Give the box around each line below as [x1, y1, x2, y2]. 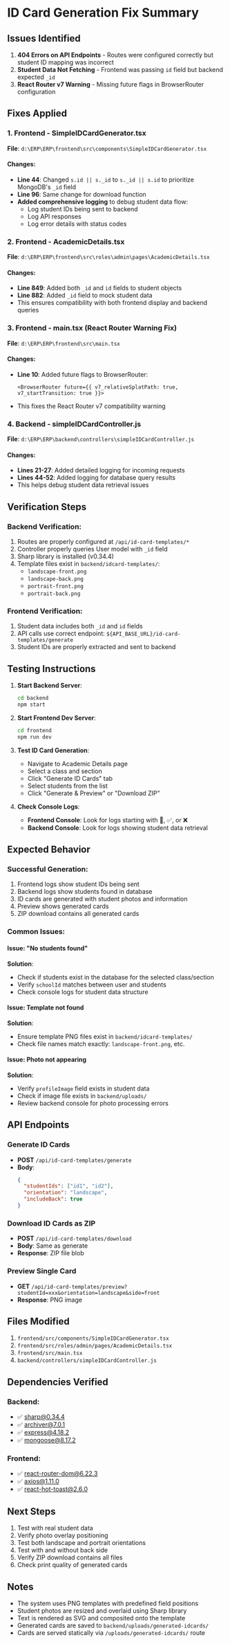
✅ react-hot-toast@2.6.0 [17, 1485, 88, 1494]
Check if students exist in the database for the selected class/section [17, 973, 214, 981]
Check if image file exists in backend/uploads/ [17, 1091, 147, 1099]
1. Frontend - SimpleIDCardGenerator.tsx [7, 128, 146, 138]
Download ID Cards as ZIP [7, 1218, 96, 1228]
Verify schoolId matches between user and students [17, 980, 167, 989]
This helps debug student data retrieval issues [17, 481, 149, 489]
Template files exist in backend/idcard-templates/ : [17, 560, 160, 568]
